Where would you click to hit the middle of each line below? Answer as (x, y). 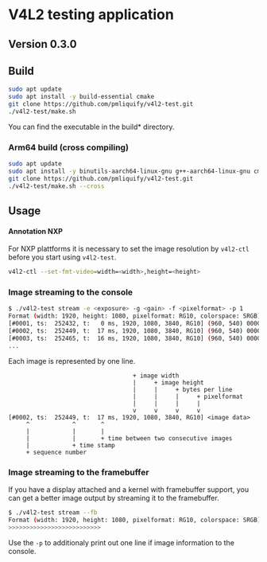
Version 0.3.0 (43, 44)
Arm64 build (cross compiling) (69, 147)
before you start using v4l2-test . (62, 257)
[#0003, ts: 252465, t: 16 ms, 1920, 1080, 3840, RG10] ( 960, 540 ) (126, 338)
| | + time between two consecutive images (129, 438)
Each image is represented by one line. (72, 361)
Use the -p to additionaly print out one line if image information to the (121, 542)
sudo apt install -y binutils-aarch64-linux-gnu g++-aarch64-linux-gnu (129, 172)
